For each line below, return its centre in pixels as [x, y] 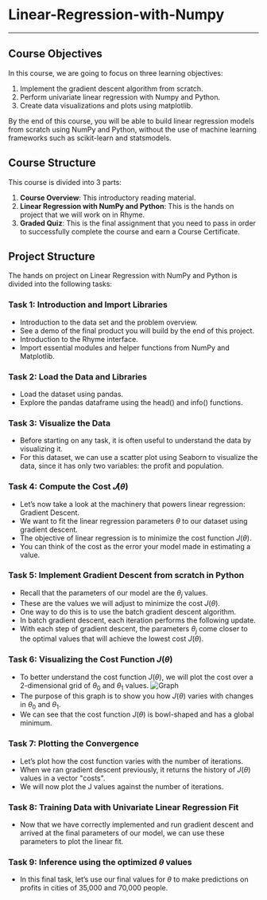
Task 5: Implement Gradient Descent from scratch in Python [126, 576]
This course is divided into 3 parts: [65, 182]
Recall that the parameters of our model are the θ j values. [114, 593]
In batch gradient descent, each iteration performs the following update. [137, 620]
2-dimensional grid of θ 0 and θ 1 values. [84, 686]
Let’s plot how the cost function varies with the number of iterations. [132, 761]
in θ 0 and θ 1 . [40, 705]
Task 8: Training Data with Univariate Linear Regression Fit [124, 807]
